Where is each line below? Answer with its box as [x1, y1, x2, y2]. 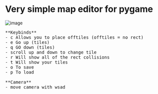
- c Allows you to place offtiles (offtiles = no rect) [5, 34, 144, 40]
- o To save [5, 64, 34, 70]
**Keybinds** [5, 29, 37, 35]
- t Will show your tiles [5, 59, 68, 65]
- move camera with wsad [5, 84, 65, 90]
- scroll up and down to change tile [5, 49, 97, 55]
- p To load [5, 69, 34, 75]
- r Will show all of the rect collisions [5, 54, 110, 60]
